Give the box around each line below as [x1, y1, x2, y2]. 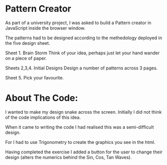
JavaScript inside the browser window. [5, 25, 86, 31]
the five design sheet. [5, 40, 50, 46]
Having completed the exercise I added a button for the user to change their [5, 149, 162, 155]
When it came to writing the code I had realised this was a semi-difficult [5, 124, 154, 130]
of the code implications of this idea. [5, 114, 81, 120]
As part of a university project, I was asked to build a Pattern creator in [5, 20, 152, 26]
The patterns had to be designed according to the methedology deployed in [5, 35, 162, 41]
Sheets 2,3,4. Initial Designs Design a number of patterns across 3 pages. [5, 65, 158, 71]
